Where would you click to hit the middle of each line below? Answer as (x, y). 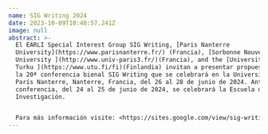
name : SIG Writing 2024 (48, 15)
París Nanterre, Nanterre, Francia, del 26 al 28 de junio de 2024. (132, 82)
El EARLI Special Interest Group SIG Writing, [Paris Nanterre (122, 45)
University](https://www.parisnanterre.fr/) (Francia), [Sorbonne (128, 52)
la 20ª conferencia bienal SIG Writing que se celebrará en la (122, 75)
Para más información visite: (65, 118)
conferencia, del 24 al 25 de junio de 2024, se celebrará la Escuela (135, 89)
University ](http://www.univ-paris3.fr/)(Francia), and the (119, 60)
